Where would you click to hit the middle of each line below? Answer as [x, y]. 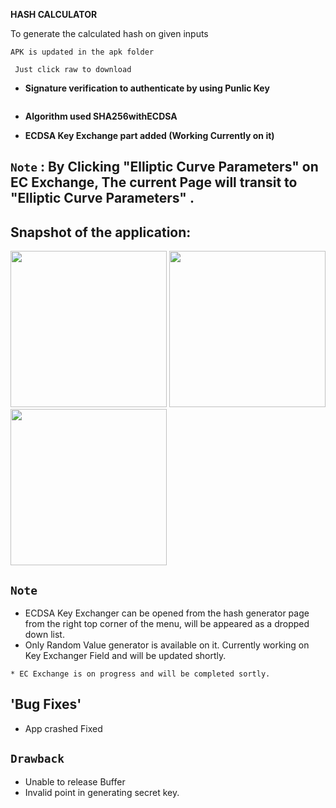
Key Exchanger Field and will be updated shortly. [125, 656]
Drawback [37, 759]
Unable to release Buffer [75, 781]
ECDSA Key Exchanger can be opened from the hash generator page [167, 613]
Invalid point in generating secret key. [102, 792]
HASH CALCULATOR [54, 14]
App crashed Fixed [63, 728]
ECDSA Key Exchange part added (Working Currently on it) [149, 135]
